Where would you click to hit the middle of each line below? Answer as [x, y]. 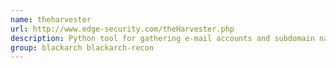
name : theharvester [51, 19]
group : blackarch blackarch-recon [82, 47]
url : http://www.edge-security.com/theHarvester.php [122, 29]
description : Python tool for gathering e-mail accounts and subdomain [162, 38]
